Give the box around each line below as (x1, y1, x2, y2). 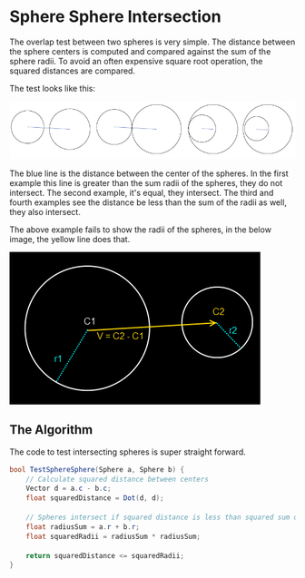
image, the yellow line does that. (9, 233, 131, 244)
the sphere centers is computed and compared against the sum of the (9, 45, 271, 56)
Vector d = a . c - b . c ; (25, 484, 112, 494)
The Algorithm (9, 422, 93, 437)
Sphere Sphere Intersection (9, 6, 221, 27)
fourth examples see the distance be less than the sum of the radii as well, (9, 197, 288, 208)
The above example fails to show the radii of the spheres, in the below (9, 224, 272, 235)
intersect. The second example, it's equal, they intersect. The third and (9, 187, 274, 198)
